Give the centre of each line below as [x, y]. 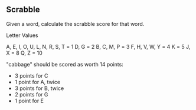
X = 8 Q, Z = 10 [24, 53]
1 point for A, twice [37, 82]
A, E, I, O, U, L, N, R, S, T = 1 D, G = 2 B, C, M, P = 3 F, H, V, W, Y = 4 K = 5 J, [98, 46]
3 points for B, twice [39, 88]
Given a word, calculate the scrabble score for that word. [75, 24]
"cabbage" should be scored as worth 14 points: [65, 64]
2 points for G [31, 94]
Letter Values [22, 35]
